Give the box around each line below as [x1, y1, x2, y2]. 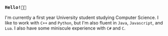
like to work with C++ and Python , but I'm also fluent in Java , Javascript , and [5, 20, 163, 26]
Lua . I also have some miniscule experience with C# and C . [5, 25, 126, 31]
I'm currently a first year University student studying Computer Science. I [5, 14, 159, 20]
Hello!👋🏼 [5, 4, 27, 10]
